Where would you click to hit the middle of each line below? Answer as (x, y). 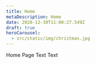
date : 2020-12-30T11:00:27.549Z (45, 22)
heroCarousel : (23, 33)
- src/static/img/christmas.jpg (51, 38)
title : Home (20, 11)
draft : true (20, 28)
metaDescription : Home (34, 17)
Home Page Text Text (32, 55)
